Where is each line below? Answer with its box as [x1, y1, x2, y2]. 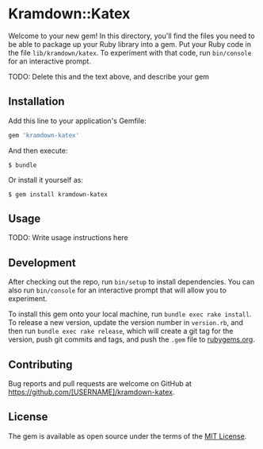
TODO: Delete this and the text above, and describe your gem [8, 72, 210, 81]
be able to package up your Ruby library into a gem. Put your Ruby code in [8, 39, 252, 48]
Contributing [8, 358, 73, 371]
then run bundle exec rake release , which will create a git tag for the [8, 327, 234, 336]
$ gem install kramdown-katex [8, 190, 109, 199]
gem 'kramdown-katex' [8, 131, 80, 139]
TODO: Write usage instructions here [8, 233, 128, 242]
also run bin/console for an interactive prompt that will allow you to [8, 285, 227, 295]
